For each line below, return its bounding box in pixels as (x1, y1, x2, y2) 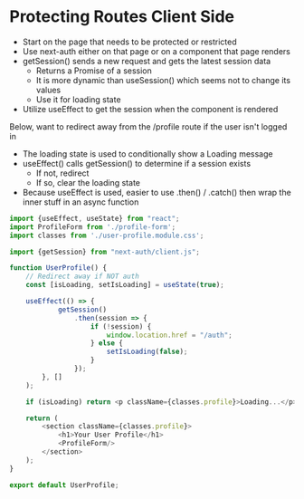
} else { (90, 339, 124, 348)
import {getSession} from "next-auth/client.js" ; (9, 247, 201, 256)
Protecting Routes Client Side (9, 6, 235, 27)
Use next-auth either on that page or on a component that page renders (22, 45, 291, 56)
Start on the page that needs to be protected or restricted (22, 36, 237, 47)
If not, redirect (35, 168, 90, 178)
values (35, 84, 62, 95)
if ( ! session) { (90, 321, 152, 331)
